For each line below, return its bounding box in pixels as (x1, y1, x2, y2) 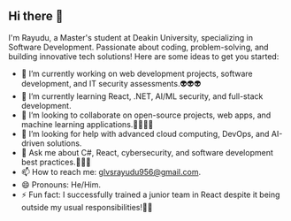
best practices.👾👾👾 (20, 156, 92, 167)
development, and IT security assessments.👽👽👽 (20, 78, 202, 88)
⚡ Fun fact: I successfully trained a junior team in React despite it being (20, 189, 280, 200)
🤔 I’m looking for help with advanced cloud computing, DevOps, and (20, 128, 270, 139)
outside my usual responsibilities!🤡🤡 (20, 202, 153, 212)
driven (20, 138, 45, 149)
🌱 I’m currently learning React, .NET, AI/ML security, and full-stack (20, 90, 264, 102)
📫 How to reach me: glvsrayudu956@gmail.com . (20, 166, 201, 177)
